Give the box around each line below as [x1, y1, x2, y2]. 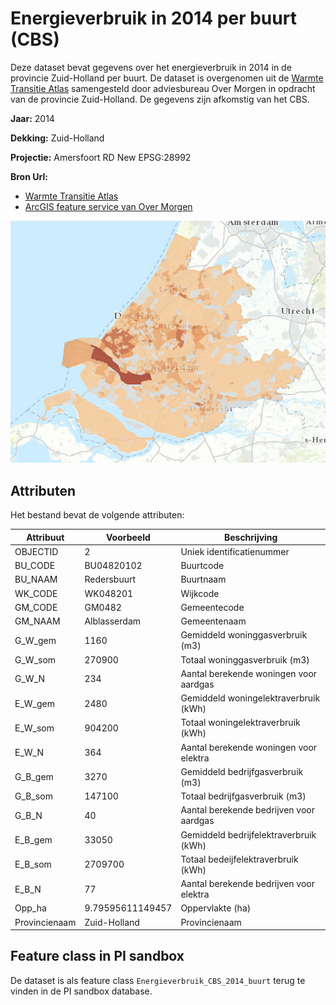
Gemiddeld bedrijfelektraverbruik [180, 828, 317, 841]
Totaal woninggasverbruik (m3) [180, 653, 310, 666]
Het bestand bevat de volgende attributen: [10, 509, 185, 521]
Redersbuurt [84, 573, 137, 586]
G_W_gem [14, 634, 57, 646]
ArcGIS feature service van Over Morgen [24, 200, 193, 212]
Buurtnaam [180, 573, 227, 586]
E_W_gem [14, 697, 55, 709]
